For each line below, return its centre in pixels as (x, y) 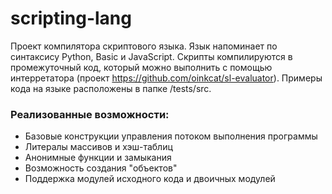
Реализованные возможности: (90, 114)
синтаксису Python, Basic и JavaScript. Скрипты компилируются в (151, 56)
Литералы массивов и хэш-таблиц (98, 147)
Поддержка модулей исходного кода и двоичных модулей (150, 179)
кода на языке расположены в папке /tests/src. (111, 88)
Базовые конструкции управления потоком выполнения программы (171, 136)
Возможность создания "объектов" (101, 168)
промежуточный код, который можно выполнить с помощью (141, 67)
